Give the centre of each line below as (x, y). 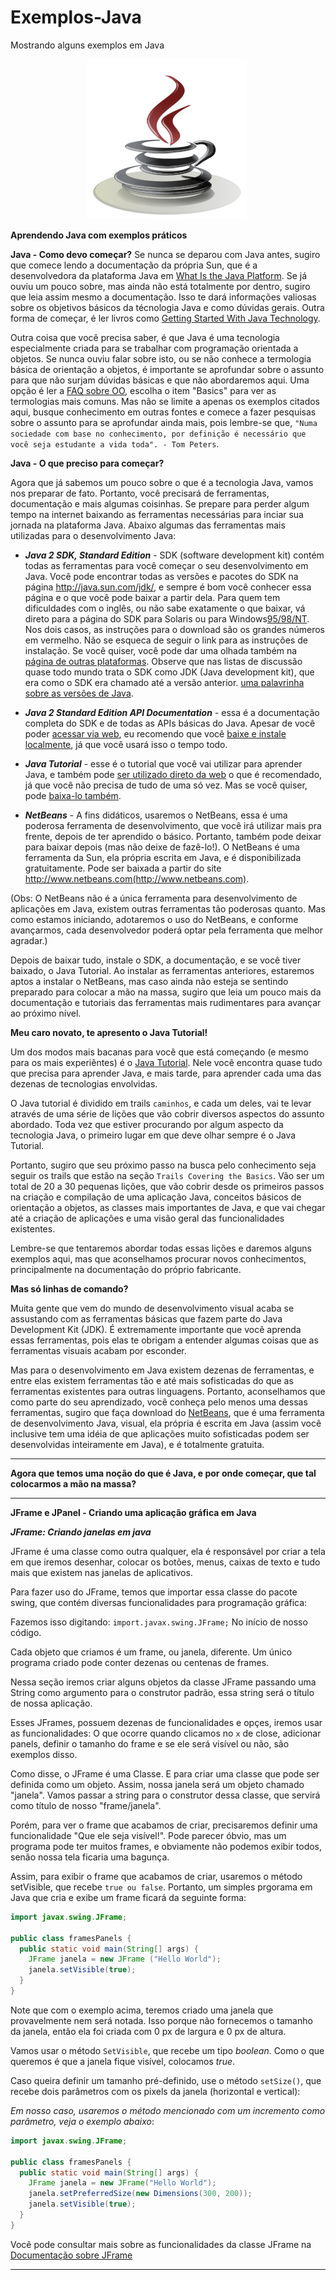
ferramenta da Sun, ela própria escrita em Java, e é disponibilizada (163, 857)
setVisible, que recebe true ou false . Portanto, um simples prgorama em (161, 1887)
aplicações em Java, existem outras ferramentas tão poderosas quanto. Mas (168, 908)
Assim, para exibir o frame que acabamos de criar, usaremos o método (156, 1876)
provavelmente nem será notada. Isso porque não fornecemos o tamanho (161, 2020)
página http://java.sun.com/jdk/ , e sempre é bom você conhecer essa (168, 587)
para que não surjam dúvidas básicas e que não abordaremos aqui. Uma (160, 380)
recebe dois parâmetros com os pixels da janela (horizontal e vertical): (155, 2091)
